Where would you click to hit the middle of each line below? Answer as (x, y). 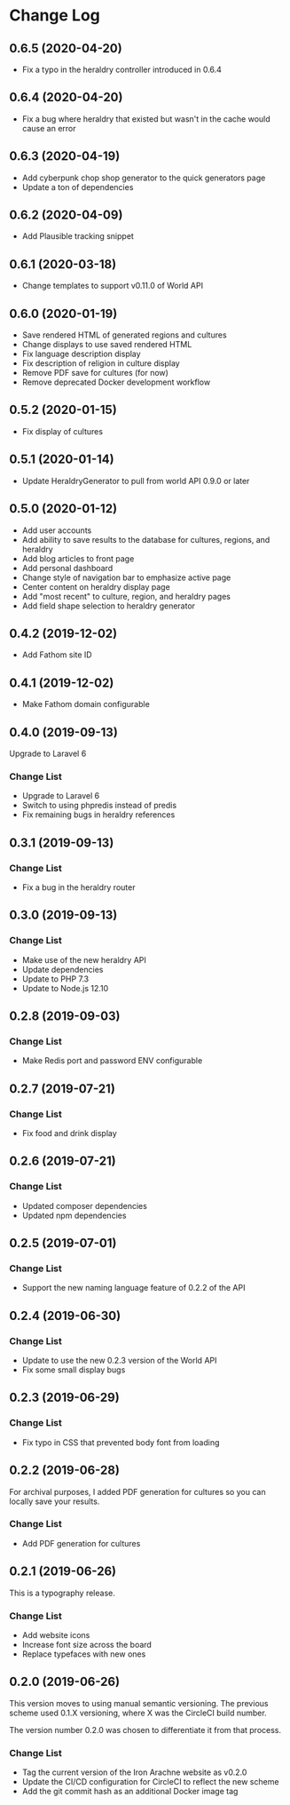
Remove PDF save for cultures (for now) (95, 373)
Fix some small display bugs (74, 1370)
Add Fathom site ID (57, 655)
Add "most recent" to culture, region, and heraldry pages (126, 596)
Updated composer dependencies (85, 1205)
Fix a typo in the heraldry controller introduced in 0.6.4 (121, 69)
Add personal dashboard (67, 568)
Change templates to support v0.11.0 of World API (113, 286)
